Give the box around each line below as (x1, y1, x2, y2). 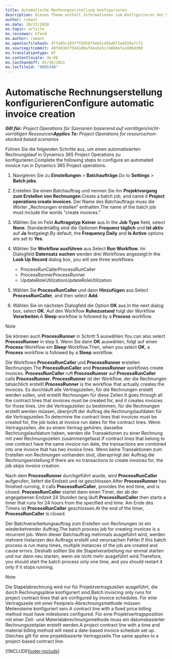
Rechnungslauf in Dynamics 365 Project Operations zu (5, 151, 121, 158)
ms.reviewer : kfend (5, 31, 47, 36)
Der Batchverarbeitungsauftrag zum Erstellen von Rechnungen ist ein (5, 520, 152, 527)
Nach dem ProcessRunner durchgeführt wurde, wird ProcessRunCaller (5, 473, 158, 479)
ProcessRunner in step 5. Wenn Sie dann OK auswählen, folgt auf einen (5, 339, 158, 345)
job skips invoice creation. (5, 463, 60, 469)
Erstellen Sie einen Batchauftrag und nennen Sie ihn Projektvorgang (12, 188, 158, 194)
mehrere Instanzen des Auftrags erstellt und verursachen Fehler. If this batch (5, 537, 166, 543)
